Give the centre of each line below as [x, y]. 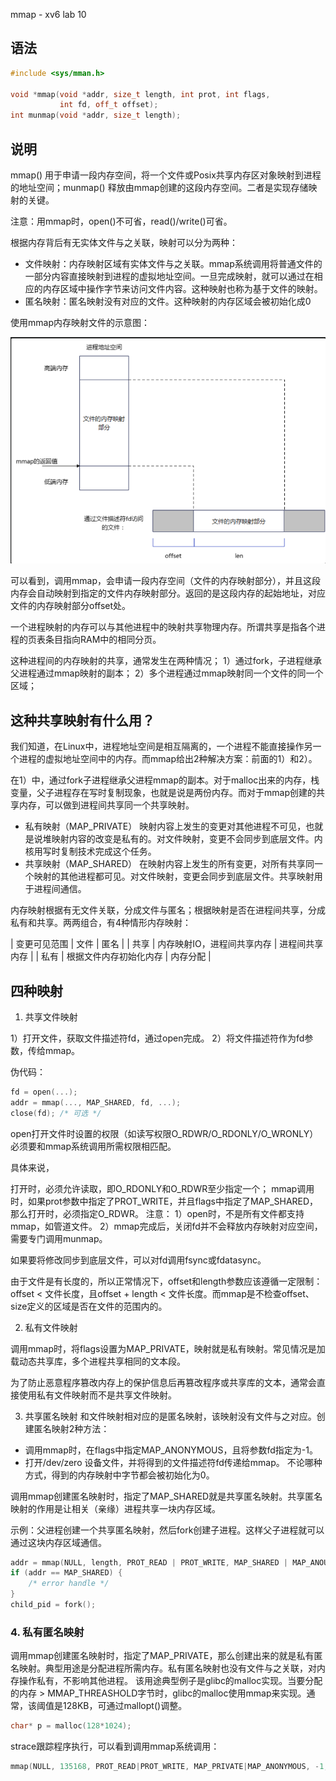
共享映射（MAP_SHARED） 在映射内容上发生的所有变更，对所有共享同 [169, 864]
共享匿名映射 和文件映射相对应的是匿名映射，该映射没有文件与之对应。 [170, 1416]
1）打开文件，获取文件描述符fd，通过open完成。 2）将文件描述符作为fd [157, 1038]
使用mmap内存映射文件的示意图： [80, 322]
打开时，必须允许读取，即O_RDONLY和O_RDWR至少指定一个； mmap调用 [162, 1188]
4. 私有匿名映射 [47, 1632]
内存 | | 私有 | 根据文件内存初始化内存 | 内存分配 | [111, 956]
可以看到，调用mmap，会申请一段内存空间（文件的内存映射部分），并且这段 [165, 581]
